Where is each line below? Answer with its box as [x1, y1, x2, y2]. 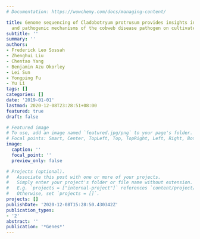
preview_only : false [11, 157, 62, 164]
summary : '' [6, 36, 36, 42]
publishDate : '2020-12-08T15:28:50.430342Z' [6, 201, 118, 207]
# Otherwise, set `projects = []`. [6, 191, 100, 197]
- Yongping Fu [6, 75, 42, 81]
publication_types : [6, 207, 55, 213]
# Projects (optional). [6, 168, 65, 175]
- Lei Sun [6, 69, 31, 75]
